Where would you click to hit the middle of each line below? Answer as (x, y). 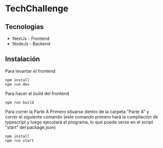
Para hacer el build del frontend (37, 93)
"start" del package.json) (31, 127)
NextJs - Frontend (31, 38)
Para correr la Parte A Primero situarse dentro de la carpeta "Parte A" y (77, 112)
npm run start (20, 141)
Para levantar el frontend (30, 71)
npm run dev (17, 84)
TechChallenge (37, 9)
